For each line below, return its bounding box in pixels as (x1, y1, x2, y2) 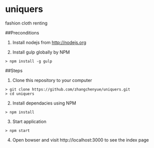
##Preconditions (5, 29, 39, 35)
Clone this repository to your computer (12, 77, 92, 83)
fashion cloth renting (5, 20, 48, 26)
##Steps (5, 67, 23, 73)
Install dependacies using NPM (12, 100, 76, 106)
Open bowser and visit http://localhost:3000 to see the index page (12, 136, 150, 143)
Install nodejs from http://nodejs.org (12, 39, 86, 45)
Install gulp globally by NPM (12, 49, 70, 55)
